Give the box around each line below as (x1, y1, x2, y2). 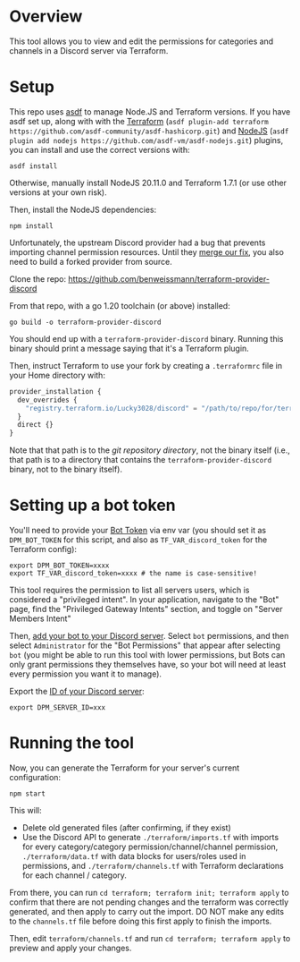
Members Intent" (9, 613, 71, 624)
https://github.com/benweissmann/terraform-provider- (68, 273, 271, 284)
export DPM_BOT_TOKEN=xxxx (9, 561, 110, 570)
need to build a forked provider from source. (9, 256, 172, 267)
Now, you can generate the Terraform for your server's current (9, 762, 240, 773)
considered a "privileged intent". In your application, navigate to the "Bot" (9, 594, 279, 605)
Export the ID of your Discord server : (9, 686, 145, 697)
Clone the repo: (9, 273, 67, 284)
